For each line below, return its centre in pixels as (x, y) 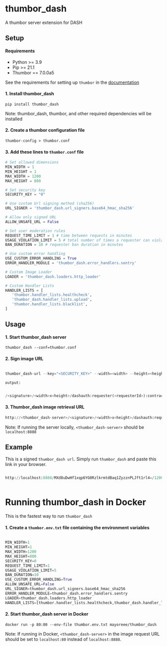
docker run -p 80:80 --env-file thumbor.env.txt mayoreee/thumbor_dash (81, 625)
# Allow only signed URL (31, 217)
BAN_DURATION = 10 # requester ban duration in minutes (64, 245)
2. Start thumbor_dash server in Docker (47, 614)
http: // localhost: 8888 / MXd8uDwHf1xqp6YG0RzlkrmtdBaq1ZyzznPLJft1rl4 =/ (80, 478)
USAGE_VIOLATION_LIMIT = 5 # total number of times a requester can (78, 240)
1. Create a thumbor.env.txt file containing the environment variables (78, 527)
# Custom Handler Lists (30, 286)
